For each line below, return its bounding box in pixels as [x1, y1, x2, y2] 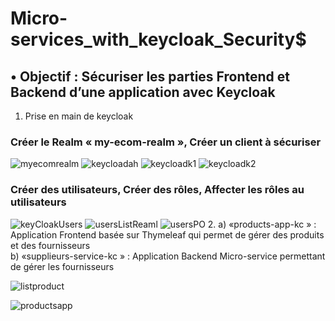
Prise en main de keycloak [24, 110, 134, 122]
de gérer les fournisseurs [10, 260, 115, 272]
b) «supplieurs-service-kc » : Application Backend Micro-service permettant [10, 250, 326, 262]
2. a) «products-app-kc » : [207, 218, 317, 230]
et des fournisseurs [10, 239, 91, 251]
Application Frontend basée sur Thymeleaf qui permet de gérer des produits [10, 228, 325, 241]
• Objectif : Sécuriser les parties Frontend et [10, 68, 290, 85]
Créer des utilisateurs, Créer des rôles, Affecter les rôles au [10, 183, 305, 197]
